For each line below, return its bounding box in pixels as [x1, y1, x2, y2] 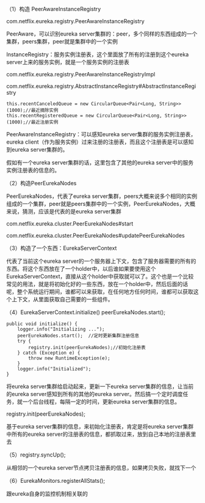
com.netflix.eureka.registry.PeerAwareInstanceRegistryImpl [6, 71, 156, 78]
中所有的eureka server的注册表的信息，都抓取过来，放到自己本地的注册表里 [6, 430, 196, 438]
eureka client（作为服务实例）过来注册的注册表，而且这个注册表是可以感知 [6, 138, 194, 145]
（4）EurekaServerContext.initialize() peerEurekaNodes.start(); [6, 309, 166, 316]
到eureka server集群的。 [6, 146, 68, 153]
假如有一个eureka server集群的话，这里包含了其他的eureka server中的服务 [6, 159, 194, 166]
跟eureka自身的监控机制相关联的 [6, 490, 88, 497]
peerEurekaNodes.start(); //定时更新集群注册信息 [17, 332, 139, 339]
